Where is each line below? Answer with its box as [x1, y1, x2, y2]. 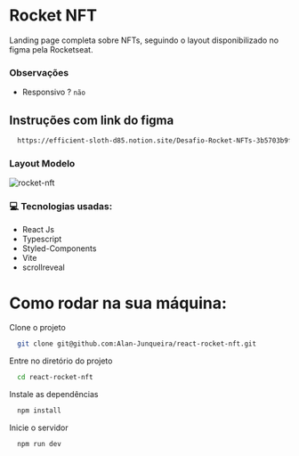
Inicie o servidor [9, 422, 69, 433]
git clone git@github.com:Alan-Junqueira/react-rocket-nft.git [17, 339, 256, 348]
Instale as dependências [9, 389, 99, 400]
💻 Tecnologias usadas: [9, 200, 113, 213]
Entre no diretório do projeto [9, 355, 113, 366]
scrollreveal [21, 262, 65, 273]
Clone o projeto [9, 322, 67, 333]
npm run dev [17, 440, 62, 449]
